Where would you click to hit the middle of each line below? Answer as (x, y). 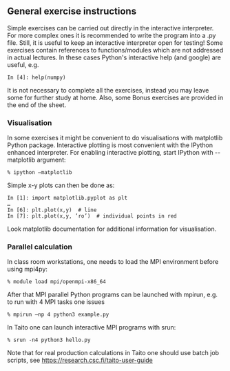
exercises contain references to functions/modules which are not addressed (115, 50)
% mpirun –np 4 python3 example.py (58, 315)
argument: (52, 160)
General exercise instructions (72, 11)
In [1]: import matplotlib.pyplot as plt (67, 198)
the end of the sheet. (37, 105)
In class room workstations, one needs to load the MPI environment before (113, 262)
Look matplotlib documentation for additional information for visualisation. (112, 229)
